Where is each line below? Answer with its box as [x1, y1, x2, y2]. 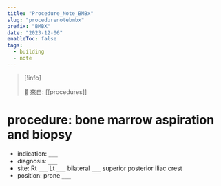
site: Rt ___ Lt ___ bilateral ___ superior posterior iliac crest [17, 164, 182, 172]
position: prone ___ [17, 171, 72, 179]
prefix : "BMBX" [7, 23, 51, 30]
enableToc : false [7, 36, 57, 43]
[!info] [23, 73, 41, 82]
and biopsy [7, 126, 72, 142]
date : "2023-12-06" [7, 29, 63, 36]
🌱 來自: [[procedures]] [23, 87, 87, 96]
